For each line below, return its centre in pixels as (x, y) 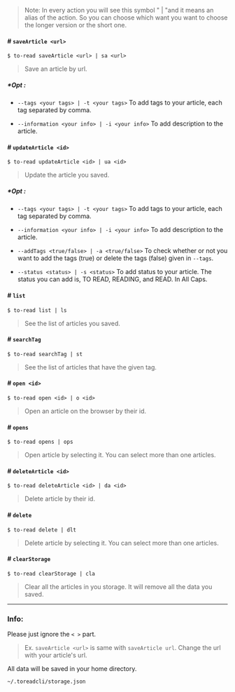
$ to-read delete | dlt (42, 530)
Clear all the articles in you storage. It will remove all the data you (118, 586)
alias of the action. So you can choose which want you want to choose (126, 18)
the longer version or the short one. (76, 25)
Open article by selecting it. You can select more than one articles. (120, 455)
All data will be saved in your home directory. (72, 669)
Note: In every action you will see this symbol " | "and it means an (119, 10)
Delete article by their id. (60, 499)
